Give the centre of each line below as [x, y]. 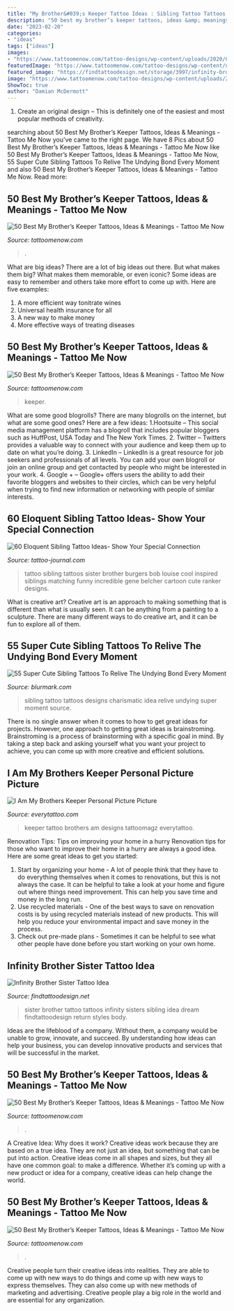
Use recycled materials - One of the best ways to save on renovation [116, 907]
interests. [21, 497]
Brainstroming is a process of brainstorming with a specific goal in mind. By [116, 736]
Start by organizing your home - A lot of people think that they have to [118, 870]
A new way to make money [56, 317]
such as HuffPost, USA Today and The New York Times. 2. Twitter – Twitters [117, 437]
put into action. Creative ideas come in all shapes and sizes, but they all [110, 1158]
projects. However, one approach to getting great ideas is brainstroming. [111, 729]
